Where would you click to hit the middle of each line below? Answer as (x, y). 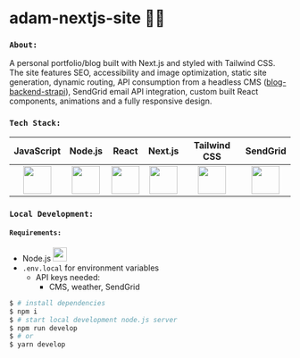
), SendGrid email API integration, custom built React (162, 92)
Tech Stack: (35, 123)
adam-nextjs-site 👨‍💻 (87, 18)
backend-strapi (37, 92)
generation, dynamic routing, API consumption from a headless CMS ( (138, 82)
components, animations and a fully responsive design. (111, 101)
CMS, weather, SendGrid (94, 287)
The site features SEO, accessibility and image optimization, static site (138, 73)
